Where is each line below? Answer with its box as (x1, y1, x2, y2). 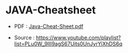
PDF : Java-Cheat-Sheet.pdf (14, 23, 84, 30)
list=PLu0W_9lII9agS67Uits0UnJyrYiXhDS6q (14, 40, 123, 47)
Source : (14, 34, 35, 41)
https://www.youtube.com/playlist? (35, 34, 122, 41)
